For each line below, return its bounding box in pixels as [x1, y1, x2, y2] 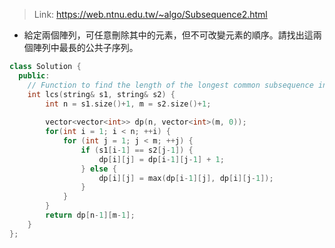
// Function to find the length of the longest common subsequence [27, 80, 314, 90]
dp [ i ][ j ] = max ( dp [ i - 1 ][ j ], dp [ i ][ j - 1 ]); [98, 173, 274, 183]
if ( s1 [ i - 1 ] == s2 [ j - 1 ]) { [80, 145, 194, 155]
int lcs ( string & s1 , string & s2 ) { [27, 89, 176, 99]
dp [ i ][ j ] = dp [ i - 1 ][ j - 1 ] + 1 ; [98, 154, 225, 164]
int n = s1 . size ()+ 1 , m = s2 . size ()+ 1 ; [45, 99, 212, 109]
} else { [80, 164, 117, 174]
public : [18, 70, 51, 81]
